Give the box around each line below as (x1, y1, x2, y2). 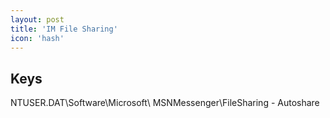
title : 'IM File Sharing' (10, 24, 118, 34)
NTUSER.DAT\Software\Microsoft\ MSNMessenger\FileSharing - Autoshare (10, 97, 320, 109)
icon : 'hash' (10, 33, 65, 43)
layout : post (10, 14, 65, 25)
